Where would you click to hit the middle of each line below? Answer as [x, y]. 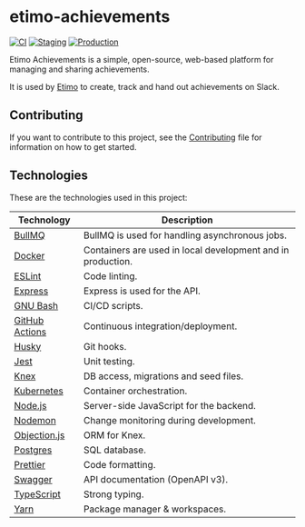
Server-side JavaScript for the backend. [170, 405]
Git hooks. [105, 346]
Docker [30, 255]
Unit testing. [109, 361]
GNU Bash [36, 305]
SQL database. [115, 450]
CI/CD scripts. [113, 305]
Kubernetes [39, 391]
